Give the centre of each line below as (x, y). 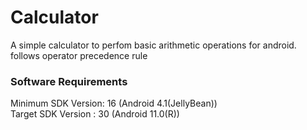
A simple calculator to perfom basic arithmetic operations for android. (153, 45)
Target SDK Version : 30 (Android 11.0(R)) (95, 114)
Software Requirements (69, 81)
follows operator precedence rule (79, 55)
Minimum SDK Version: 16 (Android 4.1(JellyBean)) (114, 103)
